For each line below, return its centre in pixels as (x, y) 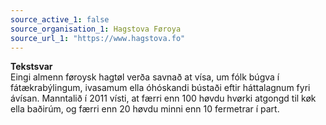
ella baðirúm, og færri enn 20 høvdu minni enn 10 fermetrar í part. (145, 109)
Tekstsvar (31, 67)
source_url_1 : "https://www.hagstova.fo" (98, 38)
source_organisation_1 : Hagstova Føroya (96, 29)
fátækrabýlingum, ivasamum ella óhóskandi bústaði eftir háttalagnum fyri (160, 88)
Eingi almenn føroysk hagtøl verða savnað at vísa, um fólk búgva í (145, 77)
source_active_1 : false (60, 19)
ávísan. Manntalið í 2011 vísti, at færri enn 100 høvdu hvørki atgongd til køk (163, 98)
